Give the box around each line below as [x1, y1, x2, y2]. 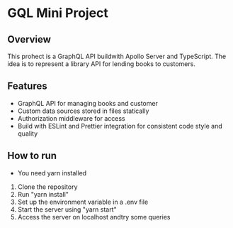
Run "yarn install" [17, 190, 69, 198]
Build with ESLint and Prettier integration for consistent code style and [17, 121, 222, 130]
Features [7, 80, 47, 92]
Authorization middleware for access [17, 114, 125, 122]
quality [17, 129, 38, 138]
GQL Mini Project [7, 5, 108, 21]
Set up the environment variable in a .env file [17, 197, 149, 206]
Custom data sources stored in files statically [17, 107, 149, 115]
